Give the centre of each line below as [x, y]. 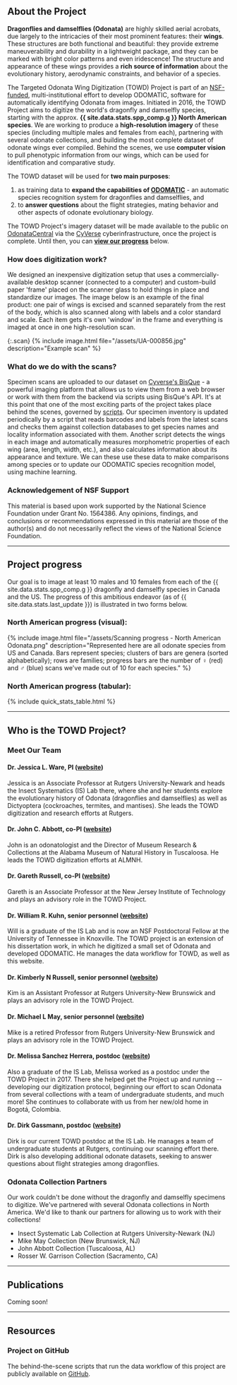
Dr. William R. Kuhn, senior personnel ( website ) [78, 915]
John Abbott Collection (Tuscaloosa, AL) [76, 1249]
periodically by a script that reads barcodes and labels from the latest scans [118, 420]
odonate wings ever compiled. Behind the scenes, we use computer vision [116, 147]
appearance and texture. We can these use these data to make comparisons [118, 457]
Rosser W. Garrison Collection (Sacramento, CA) [88, 1256]
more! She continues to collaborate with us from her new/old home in [108, 1102]
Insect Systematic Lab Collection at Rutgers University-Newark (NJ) [116, 1234]
